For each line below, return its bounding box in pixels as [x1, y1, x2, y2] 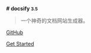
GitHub [6, 29, 24, 36]
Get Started [6, 41, 34, 47]
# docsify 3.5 [6, 5, 38, 12]
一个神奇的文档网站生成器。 [20, 17, 89, 24]
